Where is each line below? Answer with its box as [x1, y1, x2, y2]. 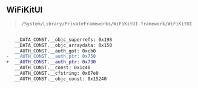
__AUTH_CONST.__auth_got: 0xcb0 [14, 48, 96, 54]
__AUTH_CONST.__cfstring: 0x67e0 [14, 71, 99, 77]
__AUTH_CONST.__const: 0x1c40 [14, 64, 91, 71]
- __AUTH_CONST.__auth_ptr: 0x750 [6, 54, 96, 60]
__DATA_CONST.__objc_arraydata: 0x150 [14, 42, 113, 48]
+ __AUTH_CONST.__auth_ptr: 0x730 [6, 59, 96, 65]
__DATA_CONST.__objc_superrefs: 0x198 [14, 36, 113, 43]
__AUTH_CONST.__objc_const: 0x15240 [14, 75, 107, 82]
